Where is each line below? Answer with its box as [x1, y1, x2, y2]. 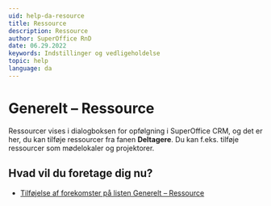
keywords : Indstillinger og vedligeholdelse [8, 49, 161, 57]
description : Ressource [8, 27, 89, 35]
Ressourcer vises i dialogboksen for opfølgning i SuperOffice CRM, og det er [8, 126, 263, 136]
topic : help [8, 57, 48, 65]
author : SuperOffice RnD [8, 34, 92, 43]
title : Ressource [8, 19, 67, 27]
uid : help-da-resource [8, 11, 85, 20]
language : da [8, 65, 52, 73]
